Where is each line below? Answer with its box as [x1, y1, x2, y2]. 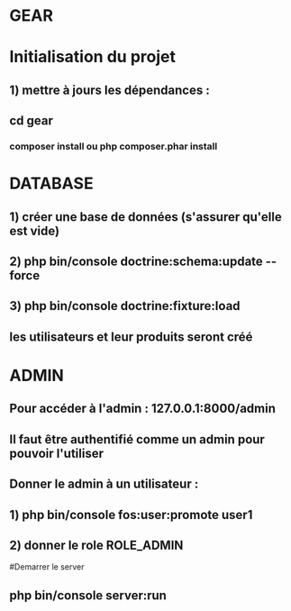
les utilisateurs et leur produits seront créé [9, 329, 253, 344]
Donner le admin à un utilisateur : [9, 477, 199, 492]
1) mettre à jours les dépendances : [9, 82, 210, 97]
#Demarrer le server [9, 561, 85, 572]
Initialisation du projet [9, 47, 176, 68]
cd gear [9, 114, 54, 129]
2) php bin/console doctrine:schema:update [9, 254, 263, 269]
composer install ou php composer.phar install [9, 141, 218, 153]
